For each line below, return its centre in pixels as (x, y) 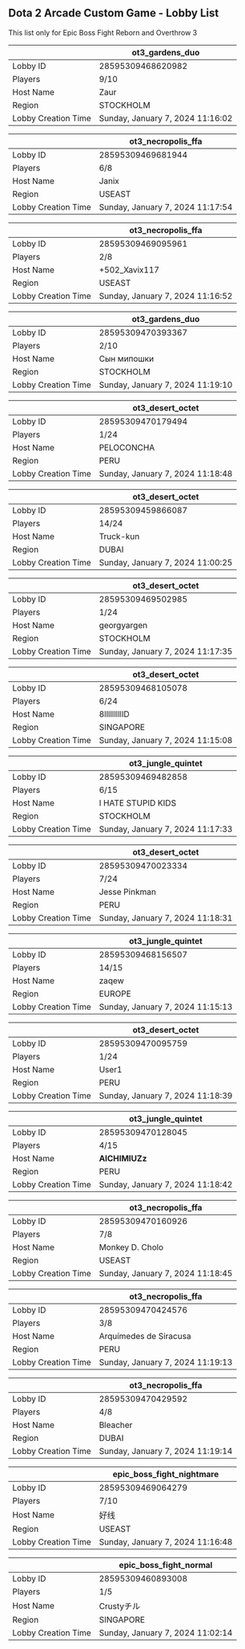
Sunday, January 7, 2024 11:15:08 (166, 740)
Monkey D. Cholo (131, 1247)
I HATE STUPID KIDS (138, 802)
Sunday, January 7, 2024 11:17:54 (166, 206)
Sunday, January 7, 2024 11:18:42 (166, 1184)
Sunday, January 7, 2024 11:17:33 (166, 829)
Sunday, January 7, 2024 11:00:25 (166, 562)
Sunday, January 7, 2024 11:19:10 (166, 385)
